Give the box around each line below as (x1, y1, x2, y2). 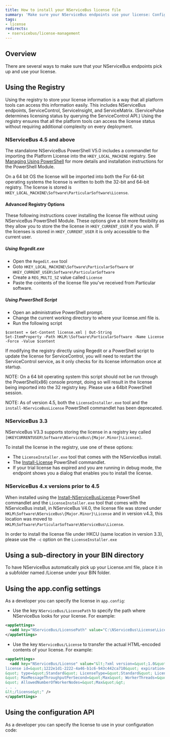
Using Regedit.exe (5, 245, 45, 251)
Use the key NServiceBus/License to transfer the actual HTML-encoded (12, 641, 161, 647)
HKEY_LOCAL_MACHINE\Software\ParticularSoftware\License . (5, 189, 129, 195)
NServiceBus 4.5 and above (5, 136, 75, 143)
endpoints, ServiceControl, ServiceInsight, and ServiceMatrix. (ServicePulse (5, 107, 164, 113)
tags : (5, 17, 17, 22)
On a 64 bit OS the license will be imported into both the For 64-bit (5, 173, 144, 180)
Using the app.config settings (5, 584, 101, 593)
